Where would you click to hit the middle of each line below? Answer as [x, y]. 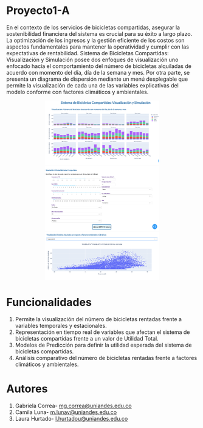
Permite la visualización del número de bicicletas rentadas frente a [98, 319]
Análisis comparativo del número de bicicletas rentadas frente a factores [106, 358]
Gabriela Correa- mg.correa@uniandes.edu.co [73, 406]
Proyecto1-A [38, 11]
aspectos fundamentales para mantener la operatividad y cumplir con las [98, 47]
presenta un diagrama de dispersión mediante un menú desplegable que [97, 79]
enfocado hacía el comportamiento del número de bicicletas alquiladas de [99, 66]
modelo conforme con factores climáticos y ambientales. [77, 92]
